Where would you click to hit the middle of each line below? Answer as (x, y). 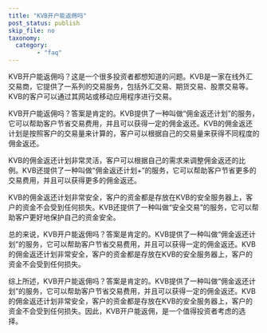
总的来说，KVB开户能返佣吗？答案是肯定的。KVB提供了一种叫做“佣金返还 (129, 234)
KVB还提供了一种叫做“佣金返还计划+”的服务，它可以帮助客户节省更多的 (139, 170)
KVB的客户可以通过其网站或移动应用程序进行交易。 (92, 96)
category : (31, 46)
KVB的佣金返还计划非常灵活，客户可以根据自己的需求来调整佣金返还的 (124, 160)
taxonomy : (25, 38)
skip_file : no (32, 30)
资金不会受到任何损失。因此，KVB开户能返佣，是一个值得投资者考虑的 (124, 311)
